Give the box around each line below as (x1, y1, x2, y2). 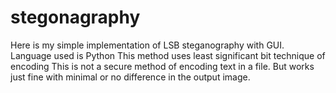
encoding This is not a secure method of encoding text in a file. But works (10, 60, 315, 72)
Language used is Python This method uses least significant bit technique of (10, 49, 326, 61)
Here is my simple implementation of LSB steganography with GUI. (10, 39, 285, 51)
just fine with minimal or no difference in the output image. (10, 71, 251, 83)
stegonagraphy (10, 6, 141, 29)
